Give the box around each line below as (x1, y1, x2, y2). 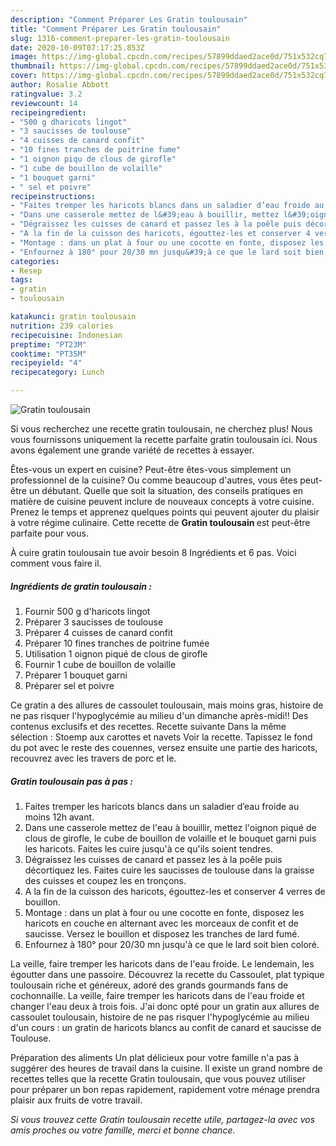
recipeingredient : (10, 107, 87, 118)
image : (10, 52, 38, 62)
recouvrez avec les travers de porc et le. (10, 752, 177, 764)
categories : (10, 256, 60, 266)
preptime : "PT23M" (10, 339, 87, 350)
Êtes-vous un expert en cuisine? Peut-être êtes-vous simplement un (10, 464, 292, 475)
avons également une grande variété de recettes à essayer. (10, 444, 255, 456)
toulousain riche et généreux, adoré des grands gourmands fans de (10, 979, 289, 991)
